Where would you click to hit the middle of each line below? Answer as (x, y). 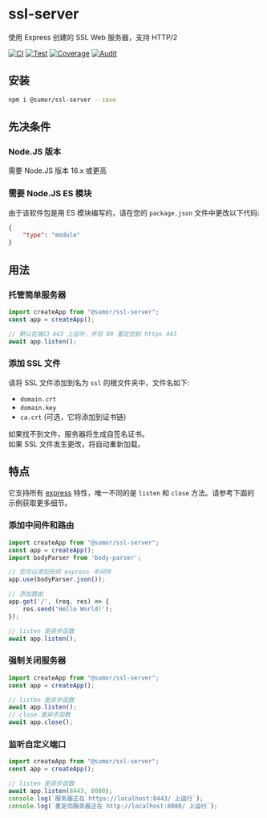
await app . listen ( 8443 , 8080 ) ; (61, 791)
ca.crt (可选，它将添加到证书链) (73, 417)
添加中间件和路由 (41, 525)
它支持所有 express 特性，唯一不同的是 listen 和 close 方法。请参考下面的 (131, 492)
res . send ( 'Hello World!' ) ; (68, 609)
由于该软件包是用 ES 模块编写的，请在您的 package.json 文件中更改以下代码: (134, 212)
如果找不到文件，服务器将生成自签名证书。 (79, 434)
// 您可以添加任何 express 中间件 (60, 572)
